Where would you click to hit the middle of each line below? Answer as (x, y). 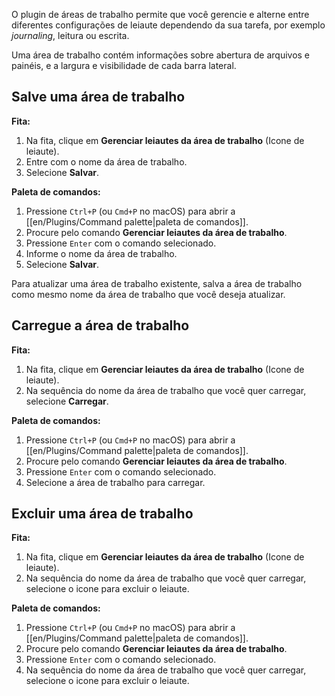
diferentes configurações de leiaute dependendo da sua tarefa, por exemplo (168, 25)
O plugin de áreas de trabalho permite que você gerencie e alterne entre (160, 14)
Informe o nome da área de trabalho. (101, 253)
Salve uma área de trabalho (98, 97)
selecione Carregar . (67, 401)
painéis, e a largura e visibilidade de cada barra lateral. (124, 65)
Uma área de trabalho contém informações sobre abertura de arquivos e (161, 55)
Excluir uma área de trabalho (102, 514)
